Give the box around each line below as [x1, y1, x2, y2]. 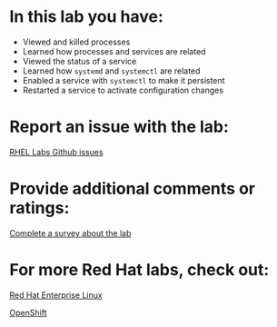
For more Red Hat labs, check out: [9, 260, 270, 280]
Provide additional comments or [9, 179, 256, 199]
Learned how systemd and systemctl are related [22, 65, 201, 76]
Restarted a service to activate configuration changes [22, 84, 224, 95]
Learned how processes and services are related [22, 45, 206, 56]
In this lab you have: [9, 6, 163, 27]
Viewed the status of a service [22, 55, 137, 66]
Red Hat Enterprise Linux [9, 289, 103, 301]
